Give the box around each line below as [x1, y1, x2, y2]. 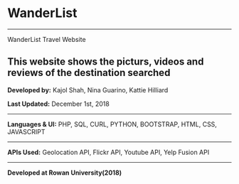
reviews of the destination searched [7, 67, 171, 79]
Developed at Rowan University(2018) [7, 168, 122, 177]
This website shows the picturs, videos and [7, 55, 204, 68]
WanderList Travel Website [7, 35, 87, 43]
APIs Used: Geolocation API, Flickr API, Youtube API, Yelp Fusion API [7, 148, 210, 156]
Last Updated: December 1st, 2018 [7, 99, 110, 108]
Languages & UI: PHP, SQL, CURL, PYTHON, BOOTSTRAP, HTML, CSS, [7, 119, 217, 129]
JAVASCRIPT [7, 127, 46, 136]
